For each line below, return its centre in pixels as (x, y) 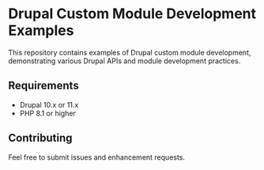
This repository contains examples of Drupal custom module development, (130, 52)
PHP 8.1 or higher (48, 113)
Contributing (40, 138)
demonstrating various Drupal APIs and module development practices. (124, 61)
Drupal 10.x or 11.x (49, 104)
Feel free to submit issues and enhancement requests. (97, 157)
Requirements (43, 86)
